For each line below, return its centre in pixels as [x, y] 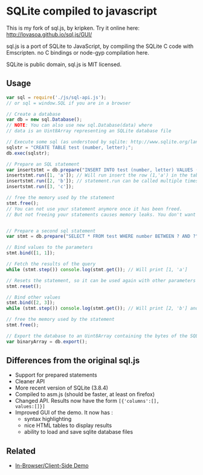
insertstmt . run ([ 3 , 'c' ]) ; [40, 187]
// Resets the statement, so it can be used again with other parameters [101, 280]
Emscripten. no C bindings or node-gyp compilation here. [78, 52]
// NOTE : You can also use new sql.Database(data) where [79, 126]
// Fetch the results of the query [51, 264]
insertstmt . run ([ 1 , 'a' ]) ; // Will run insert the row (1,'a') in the [97, 175]
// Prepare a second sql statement [51, 231]
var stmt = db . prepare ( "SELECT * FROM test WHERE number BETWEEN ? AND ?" [102, 237]
